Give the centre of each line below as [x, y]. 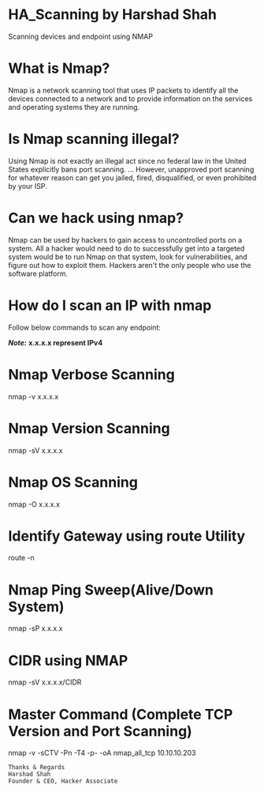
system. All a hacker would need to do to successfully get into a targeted [126, 248]
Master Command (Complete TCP [121, 714]
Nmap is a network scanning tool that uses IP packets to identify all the [123, 90]
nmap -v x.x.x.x [33, 396]
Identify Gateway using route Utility [127, 536]
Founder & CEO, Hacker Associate [63, 781]
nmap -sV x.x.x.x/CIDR [45, 682]
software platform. [38, 273]
